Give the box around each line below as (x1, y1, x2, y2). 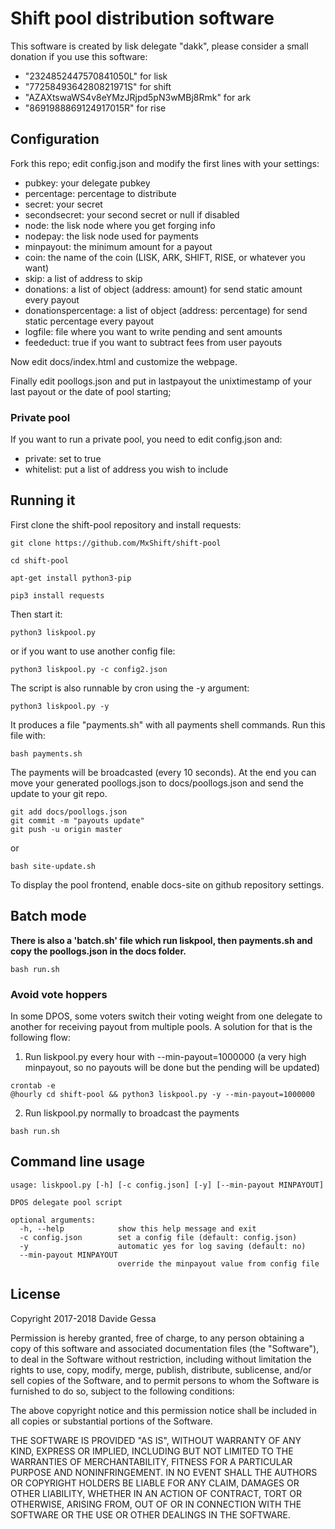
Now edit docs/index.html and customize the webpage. (10, 355, 238, 367)
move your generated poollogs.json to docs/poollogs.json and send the (10, 777, 305, 789)
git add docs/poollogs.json (10, 807, 128, 817)
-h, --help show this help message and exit (19, 1223, 257, 1234)
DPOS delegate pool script (10, 1197, 123, 1207)
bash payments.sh (10, 748, 83, 759)
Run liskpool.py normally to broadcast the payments (24, 1107, 240, 1119)
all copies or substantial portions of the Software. (10, 1415, 213, 1427)
